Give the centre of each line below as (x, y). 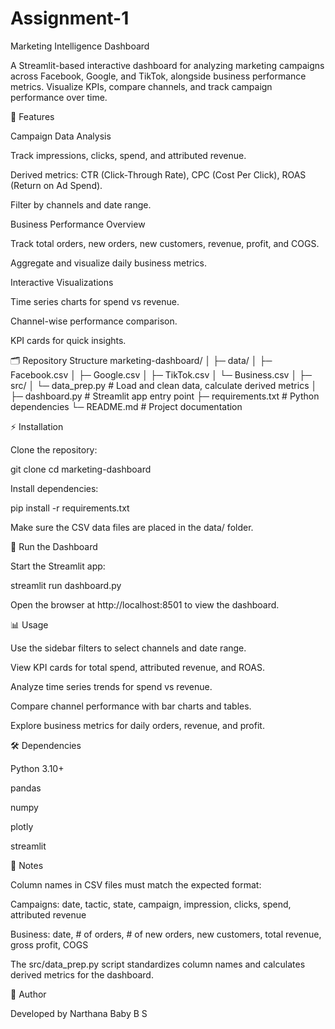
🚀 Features (32, 116)
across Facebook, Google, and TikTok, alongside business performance (158, 76)
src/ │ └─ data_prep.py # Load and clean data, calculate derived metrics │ (164, 385)
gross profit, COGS (49, 944)
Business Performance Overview (78, 224)
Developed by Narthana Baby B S (79, 1013)
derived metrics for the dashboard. (82, 974)
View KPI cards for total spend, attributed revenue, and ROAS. (138, 667)
